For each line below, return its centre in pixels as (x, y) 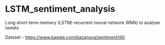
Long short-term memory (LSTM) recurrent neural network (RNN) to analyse (82, 22)
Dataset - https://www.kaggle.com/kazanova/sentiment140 (65, 37)
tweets (12, 27)
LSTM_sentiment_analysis (60, 9)
